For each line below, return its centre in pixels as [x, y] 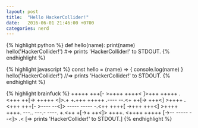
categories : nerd [28, 28]
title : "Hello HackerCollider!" [48, 17]
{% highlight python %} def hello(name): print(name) [71, 45]
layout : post [22, 12]
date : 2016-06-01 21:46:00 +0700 [50, 23]
